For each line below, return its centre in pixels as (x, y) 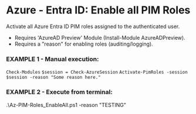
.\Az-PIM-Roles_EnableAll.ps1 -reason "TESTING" (66, 105)
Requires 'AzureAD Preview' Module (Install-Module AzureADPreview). (100, 37)
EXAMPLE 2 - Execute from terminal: (59, 92)
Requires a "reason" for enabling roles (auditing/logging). (84, 44)
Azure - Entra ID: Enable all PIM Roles (98, 10)
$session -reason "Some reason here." (53, 77)
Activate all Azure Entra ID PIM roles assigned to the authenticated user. (93, 26)
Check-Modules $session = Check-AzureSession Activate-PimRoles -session (97, 72)
